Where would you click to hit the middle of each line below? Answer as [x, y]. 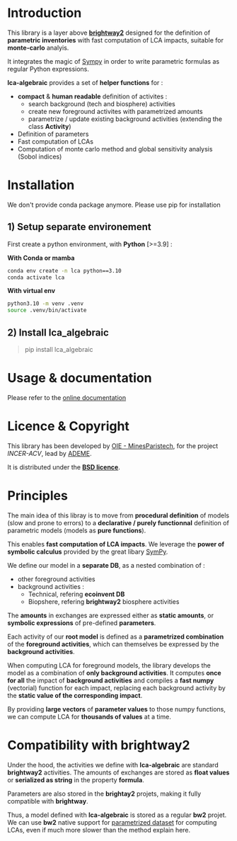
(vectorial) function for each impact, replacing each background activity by [117, 687]
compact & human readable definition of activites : [92, 96]
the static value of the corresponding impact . [75, 695]
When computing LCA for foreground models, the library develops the [109, 665]
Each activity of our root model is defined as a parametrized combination [116, 636]
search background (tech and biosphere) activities [102, 103]
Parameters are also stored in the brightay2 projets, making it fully [104, 794]
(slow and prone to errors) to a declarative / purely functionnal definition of [118, 522]
